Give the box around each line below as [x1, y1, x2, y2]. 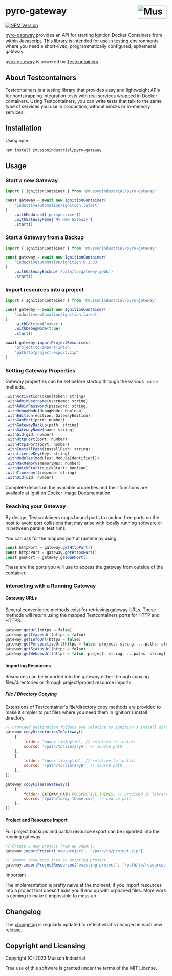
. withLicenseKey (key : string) [5, 451, 70, 456]
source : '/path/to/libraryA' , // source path [24, 744, 123, 749]
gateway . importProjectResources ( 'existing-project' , [5, 862, 120, 868]
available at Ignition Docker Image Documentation [5, 490, 111, 496]
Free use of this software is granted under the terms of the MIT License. [5, 965, 157, 971]
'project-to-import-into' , [14, 345, 72, 351]
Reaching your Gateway [5, 503, 66, 510]
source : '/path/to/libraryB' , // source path [24, 763, 123, 768]
